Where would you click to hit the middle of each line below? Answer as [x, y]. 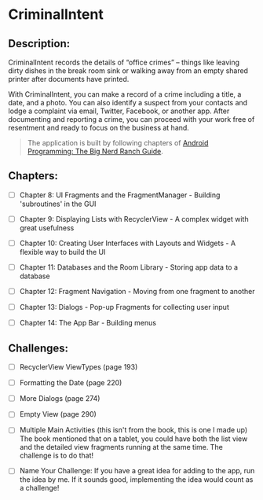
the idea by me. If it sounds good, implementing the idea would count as [136, 480]
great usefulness [47, 228]
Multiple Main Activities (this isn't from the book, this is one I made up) [133, 430]
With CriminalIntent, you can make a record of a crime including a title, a [125, 94]
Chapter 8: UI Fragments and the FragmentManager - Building [120, 195]
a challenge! [39, 488]
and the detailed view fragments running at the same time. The [121, 447]
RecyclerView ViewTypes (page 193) [79, 367]
